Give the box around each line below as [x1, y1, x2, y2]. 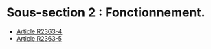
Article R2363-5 [16, 34, 63, 42]
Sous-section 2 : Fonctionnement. [6, 5, 206, 20]
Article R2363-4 [16, 27, 63, 35]
